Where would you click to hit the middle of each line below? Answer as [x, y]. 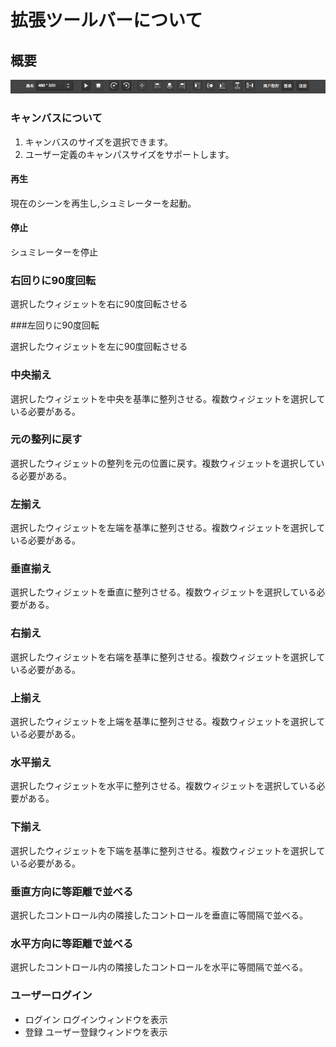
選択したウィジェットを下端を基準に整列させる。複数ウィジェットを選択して [168, 850]
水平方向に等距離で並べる [72, 943]
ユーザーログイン [51, 996]
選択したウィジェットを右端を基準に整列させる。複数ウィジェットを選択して [168, 657]
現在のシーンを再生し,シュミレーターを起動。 [103, 203]
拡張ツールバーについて [106, 20]
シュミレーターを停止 [54, 252]
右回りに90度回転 [53, 280]
